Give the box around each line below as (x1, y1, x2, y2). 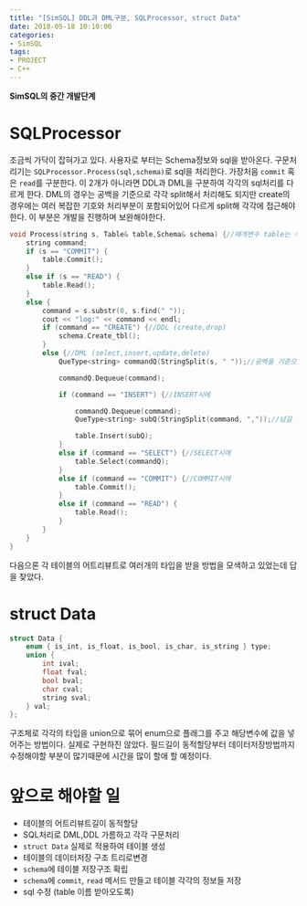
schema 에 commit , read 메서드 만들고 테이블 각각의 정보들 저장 (22, 875, 242, 886)
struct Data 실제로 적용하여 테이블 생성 (22, 841, 166, 852)
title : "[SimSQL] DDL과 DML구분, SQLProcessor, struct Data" (9, 13, 242, 23)
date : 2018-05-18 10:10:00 (9, 22, 112, 31)
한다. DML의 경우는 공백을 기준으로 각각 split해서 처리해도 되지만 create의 (26, 188, 291, 199)
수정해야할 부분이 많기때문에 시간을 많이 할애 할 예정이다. (9, 751, 212, 762)
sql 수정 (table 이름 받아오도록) (22, 887, 134, 898)
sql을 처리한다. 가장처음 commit (174, 165, 286, 176)
